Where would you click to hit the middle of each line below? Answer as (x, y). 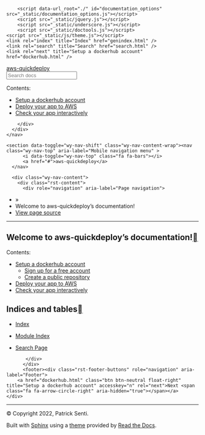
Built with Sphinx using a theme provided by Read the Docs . (81, 425)
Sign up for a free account (57, 270)
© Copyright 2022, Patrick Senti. (48, 413)
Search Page (31, 348)
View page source (38, 213)
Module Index (32, 335)
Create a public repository (57, 277)
